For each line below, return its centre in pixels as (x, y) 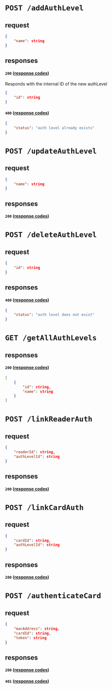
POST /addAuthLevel (44, 8)
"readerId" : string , (35, 452)
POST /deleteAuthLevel (51, 235)
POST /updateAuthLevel (51, 151)
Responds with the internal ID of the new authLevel (56, 84)
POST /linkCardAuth (44, 508)
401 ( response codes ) (27, 681)
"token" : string (30, 638)
